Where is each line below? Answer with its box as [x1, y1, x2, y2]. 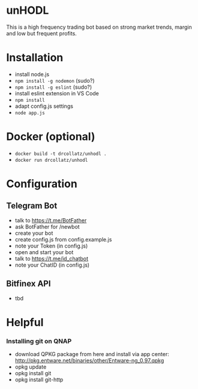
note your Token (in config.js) [14, 242, 88, 249]
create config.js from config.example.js [14, 236, 112, 243]
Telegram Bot [6, 201, 58, 211]
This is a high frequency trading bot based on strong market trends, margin [6, 23, 192, 31]
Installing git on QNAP [6, 337, 72, 345]
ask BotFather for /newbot [14, 223, 80, 230]
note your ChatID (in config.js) [14, 261, 90, 269]
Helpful [6, 315, 44, 329]
